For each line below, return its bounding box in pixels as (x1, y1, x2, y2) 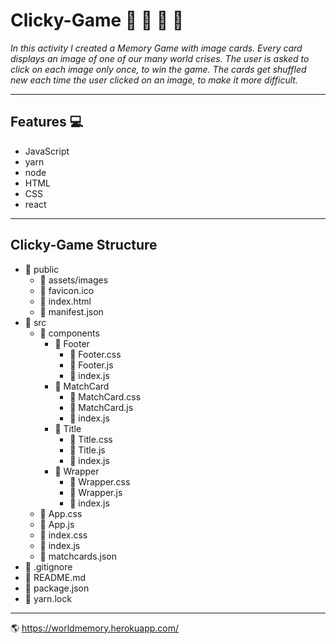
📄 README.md (24, 571, 87, 583)
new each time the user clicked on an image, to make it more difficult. (10, 74, 298, 86)
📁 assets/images (39, 274, 109, 286)
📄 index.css (39, 529, 88, 541)
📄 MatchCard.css (69, 390, 142, 403)
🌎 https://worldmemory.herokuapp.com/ (10, 622, 180, 634)
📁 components (39, 327, 100, 339)
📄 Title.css (69, 433, 113, 445)
